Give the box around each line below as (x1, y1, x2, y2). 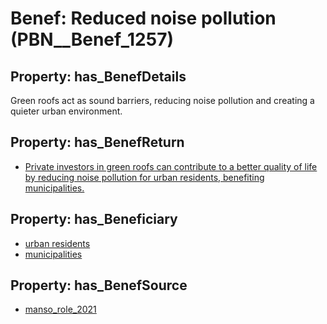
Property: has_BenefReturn (10, 134, 185, 151)
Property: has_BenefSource (10, 277, 188, 294)
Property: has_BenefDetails (10, 68, 187, 85)
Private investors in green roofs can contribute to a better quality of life (24, 160, 318, 172)
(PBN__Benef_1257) (10, 28, 175, 51)
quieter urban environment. (10, 105, 123, 117)
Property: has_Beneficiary (10, 211, 178, 228)
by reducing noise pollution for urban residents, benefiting (24, 171, 265, 183)
